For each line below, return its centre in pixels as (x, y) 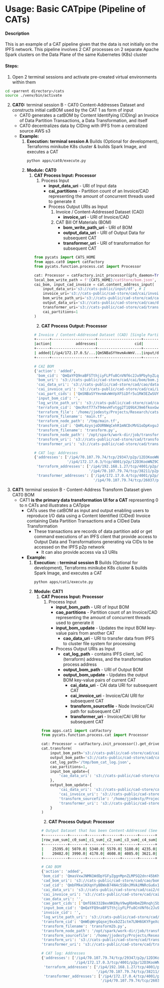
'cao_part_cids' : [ (61, 904)
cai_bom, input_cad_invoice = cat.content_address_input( (94, 285)
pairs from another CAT (92, 633)
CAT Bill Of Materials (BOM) (84, 222)
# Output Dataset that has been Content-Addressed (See (99, 831)
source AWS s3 (35, 131)
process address (80, 664)
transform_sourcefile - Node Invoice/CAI (112, 706)
